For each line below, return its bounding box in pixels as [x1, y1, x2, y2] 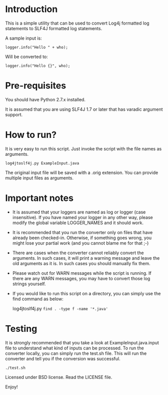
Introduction [5, 4, 58, 15]
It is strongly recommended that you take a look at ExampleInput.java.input [5, 339, 159, 345]
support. [5, 111, 23, 117]
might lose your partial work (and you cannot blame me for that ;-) [12, 240, 149, 246]
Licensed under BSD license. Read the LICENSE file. [5, 374, 112, 380]
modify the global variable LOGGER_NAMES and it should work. [12, 220, 144, 226]
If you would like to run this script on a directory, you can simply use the [12, 290, 161, 296]
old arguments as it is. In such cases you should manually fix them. [12, 260, 151, 266]
